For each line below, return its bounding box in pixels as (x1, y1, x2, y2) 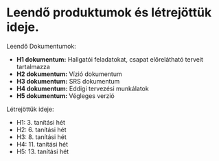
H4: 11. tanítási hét (16, 140, 68, 148)
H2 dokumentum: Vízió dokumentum (16, 70, 122, 78)
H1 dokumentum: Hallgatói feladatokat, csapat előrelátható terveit (16, 55, 204, 63)
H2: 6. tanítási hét (16, 125, 67, 134)
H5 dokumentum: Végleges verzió (16, 91, 115, 100)
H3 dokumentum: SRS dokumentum (16, 77, 120, 85)
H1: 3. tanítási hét (16, 118, 66, 126)
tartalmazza (16, 62, 51, 71)
